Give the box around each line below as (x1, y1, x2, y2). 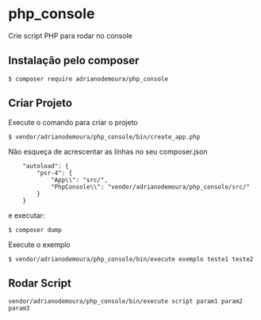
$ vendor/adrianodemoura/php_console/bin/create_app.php (8, 132, 201, 141)
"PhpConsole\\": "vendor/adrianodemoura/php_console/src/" (50, 183, 250, 191)
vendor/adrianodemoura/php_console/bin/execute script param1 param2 (8, 298, 244, 306)
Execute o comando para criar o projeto (8, 117, 138, 127)
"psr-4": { (36, 169, 73, 177)
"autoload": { (22, 162, 69, 170)
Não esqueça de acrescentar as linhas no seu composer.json (8, 147, 208, 156)
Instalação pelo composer (8, 54, 140, 67)
